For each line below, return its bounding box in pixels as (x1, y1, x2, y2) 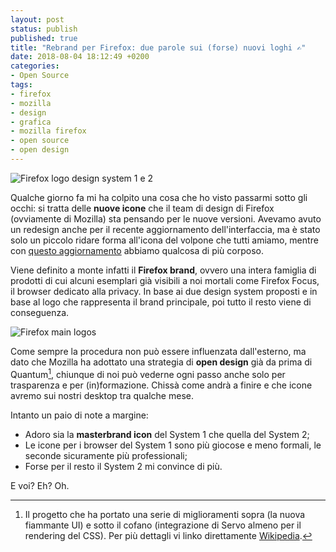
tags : (10, 80, 33, 90)
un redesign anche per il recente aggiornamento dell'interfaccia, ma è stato (10, 223, 321, 235)
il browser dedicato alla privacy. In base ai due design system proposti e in (10, 285, 318, 297)
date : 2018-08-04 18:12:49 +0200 (10, 52, 150, 62)
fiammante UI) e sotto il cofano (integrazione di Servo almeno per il (24, 519, 302, 531)
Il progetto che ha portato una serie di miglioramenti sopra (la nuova (24, 508, 306, 520)
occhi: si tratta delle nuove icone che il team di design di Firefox (10, 202, 275, 214)
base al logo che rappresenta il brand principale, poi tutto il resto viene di (10, 296, 312, 308)
